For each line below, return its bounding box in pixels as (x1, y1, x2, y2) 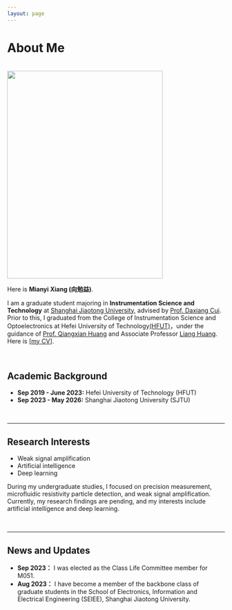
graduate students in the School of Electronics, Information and (17, 588, 198, 595)
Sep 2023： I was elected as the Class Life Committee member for (17, 564, 209, 572)
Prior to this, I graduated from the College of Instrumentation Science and (7, 313, 216, 322)
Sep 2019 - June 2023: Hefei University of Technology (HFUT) (17, 388, 197, 397)
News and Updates (7, 544, 91, 556)
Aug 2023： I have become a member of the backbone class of (17, 580, 200, 588)
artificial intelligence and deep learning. (7, 505, 119, 513)
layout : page (7, 10, 45, 17)
